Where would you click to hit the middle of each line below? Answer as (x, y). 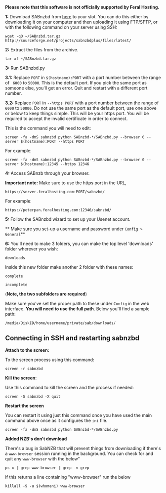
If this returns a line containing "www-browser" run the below (68, 477)
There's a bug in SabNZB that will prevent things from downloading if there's (83, 448)
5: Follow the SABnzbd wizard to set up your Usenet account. (68, 219)
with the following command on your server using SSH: (61, 27)
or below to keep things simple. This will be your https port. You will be (77, 113)
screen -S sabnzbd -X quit (33, 396)
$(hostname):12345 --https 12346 (55, 164)
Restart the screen (25, 406)
